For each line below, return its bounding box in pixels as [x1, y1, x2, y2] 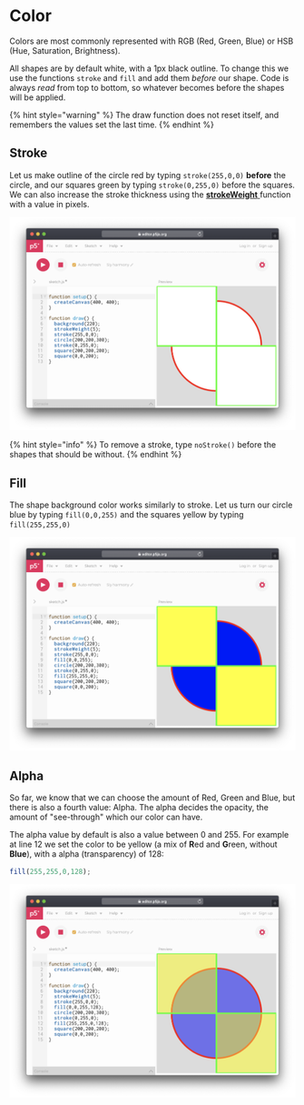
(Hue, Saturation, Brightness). [9, 45, 121, 55]
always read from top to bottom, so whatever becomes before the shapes [9, 82, 285, 93]
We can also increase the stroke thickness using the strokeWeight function [9, 188, 291, 200]
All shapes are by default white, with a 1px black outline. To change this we [9, 63, 289, 74]
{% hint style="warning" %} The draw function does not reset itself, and [9, 109, 279, 120]
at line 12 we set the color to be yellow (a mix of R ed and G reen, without [9, 839, 279, 850]
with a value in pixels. [9, 198, 90, 209]
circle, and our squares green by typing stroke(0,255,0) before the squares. [9, 179, 295, 190]
